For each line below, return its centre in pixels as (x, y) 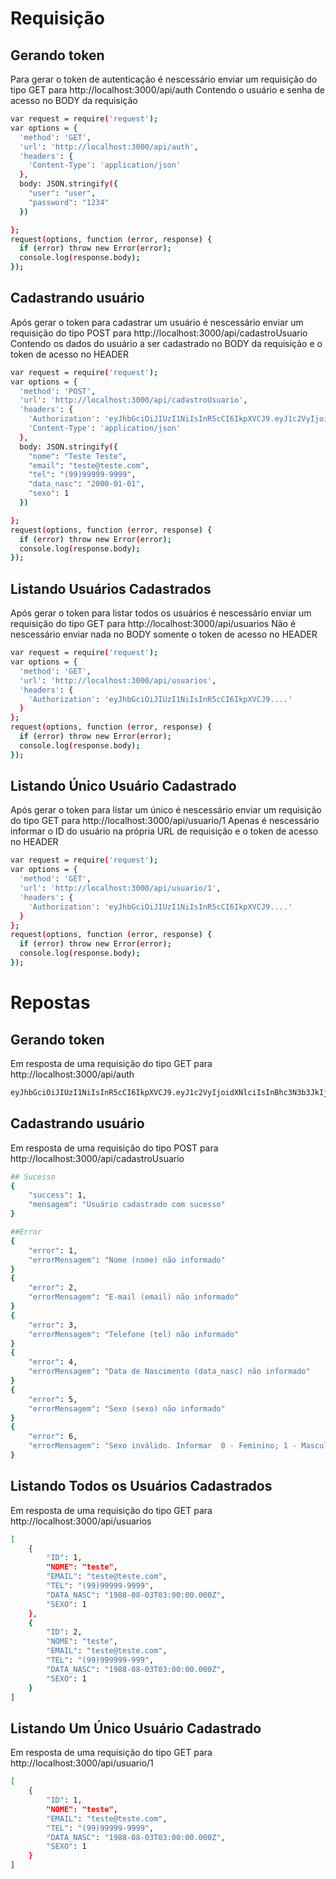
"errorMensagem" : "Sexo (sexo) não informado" (127, 1408)
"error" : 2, (53, 1288)
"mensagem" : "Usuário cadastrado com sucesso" (127, 1205)
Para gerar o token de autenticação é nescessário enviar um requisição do (164, 79)
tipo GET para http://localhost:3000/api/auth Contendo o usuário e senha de (168, 90)
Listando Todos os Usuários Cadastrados (141, 1486)
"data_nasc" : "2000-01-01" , (86, 484)
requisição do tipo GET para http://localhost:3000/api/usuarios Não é (153, 624)
